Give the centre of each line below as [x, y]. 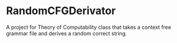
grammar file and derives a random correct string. [67, 33]
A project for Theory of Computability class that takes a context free [89, 27]
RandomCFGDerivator [61, 11]
